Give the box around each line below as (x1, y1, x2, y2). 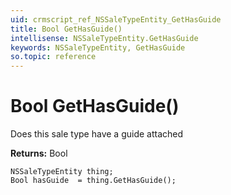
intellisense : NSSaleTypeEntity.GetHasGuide (10, 33, 199, 43)
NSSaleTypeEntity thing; (10, 167, 114, 177)
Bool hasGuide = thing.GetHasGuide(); (10, 176, 177, 186)
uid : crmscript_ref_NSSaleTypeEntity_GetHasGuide (10, 14, 222, 25)
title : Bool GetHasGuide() (10, 24, 123, 34)
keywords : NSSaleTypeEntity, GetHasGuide (10, 42, 186, 53)
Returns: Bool (10, 147, 68, 160)
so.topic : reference (10, 52, 97, 62)
